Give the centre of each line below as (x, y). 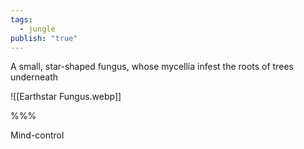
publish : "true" (44, 38)
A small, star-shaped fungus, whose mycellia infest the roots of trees (152, 67)
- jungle (37, 29)
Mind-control (37, 135)
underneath (34, 77)
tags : (21, 19)
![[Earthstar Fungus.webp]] (66, 97)
